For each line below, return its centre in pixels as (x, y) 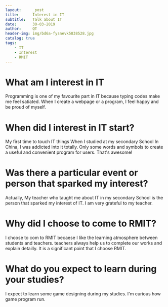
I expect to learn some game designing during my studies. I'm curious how (83, 294)
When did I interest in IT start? (70, 128)
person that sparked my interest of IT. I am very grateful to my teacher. (79, 203)
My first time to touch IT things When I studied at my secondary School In (82, 142)
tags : (11, 43)
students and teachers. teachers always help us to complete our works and (84, 243)
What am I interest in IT (55, 82)
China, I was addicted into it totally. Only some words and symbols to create (84, 147)
